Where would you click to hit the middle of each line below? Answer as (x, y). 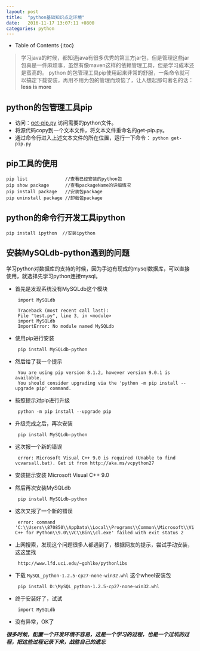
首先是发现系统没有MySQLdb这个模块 (61, 288)
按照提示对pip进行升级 (42, 400)
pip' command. (54, 388)
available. (28, 378)
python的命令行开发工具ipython (66, 218)
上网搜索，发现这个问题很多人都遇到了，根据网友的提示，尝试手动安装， (104, 544)
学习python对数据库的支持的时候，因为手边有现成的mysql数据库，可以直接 (98, 268)
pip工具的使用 (32, 164)
